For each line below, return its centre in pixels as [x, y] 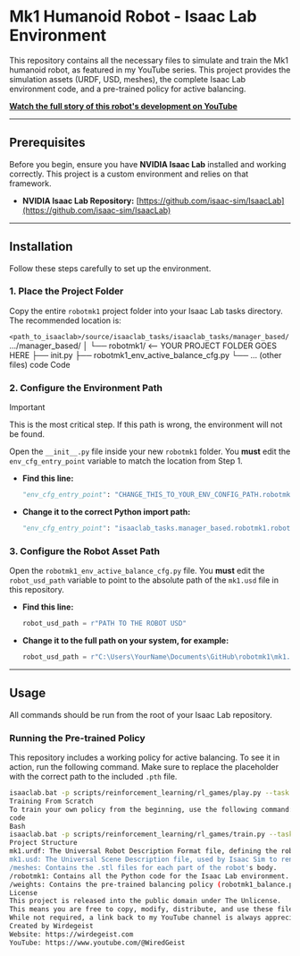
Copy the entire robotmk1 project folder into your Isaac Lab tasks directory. [146, 311]
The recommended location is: [66, 320]
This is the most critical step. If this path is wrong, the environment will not [146, 425]
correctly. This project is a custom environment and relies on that [129, 174]
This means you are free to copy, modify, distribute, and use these [142, 909]
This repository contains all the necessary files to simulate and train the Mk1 [149, 60]
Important [27, 407]
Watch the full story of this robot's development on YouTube [124, 106]
